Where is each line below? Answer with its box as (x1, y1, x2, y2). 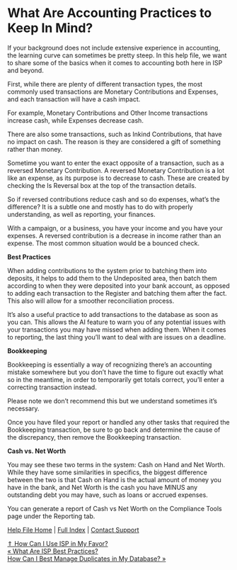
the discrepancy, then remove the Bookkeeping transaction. (7, 432, 182, 441)
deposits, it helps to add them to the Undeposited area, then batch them (7, 274, 217, 282)
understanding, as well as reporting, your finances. (7, 210, 156, 218)
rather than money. (7, 145, 63, 153)
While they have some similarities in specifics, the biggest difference (7, 468, 207, 476)
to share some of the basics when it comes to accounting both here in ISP (7, 58, 223, 67)
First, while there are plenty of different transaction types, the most (7, 79, 203, 88)
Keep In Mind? (7, 20, 93, 36)
